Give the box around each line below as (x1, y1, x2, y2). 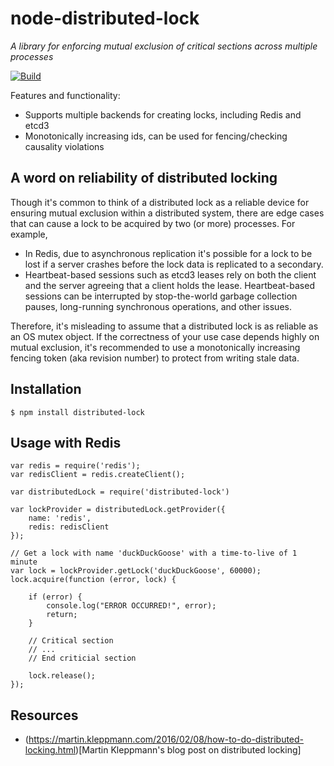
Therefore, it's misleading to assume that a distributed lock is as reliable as (10, 320, 319, 332)
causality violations (24, 140, 105, 152)
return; (46, 610, 78, 620)
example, (10, 228, 48, 240)
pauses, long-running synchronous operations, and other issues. (24, 300, 292, 312)
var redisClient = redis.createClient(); (10, 470, 186, 480)
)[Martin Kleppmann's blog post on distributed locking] (75, 744, 302, 756)
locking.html (24, 744, 77, 756)
